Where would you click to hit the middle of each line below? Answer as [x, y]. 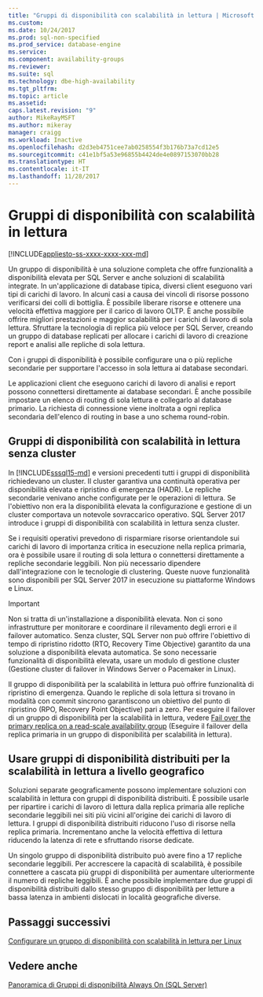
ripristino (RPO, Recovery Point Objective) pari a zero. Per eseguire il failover [132, 709]
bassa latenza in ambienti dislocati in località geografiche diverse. [115, 897]
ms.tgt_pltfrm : [33, 89]
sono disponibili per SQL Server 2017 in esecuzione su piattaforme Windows [132, 580]
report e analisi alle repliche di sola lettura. [77, 344]
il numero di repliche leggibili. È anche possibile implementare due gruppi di [130, 881]
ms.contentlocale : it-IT [49, 169]
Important [24, 604]
